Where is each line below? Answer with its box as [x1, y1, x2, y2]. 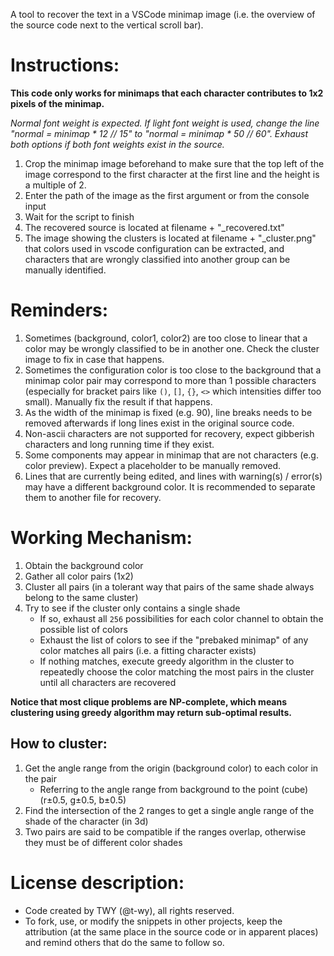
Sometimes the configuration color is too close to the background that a [24, 364, 322, 376]
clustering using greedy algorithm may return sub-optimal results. [10, 706, 292, 718]
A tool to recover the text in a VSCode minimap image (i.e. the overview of [10, 9, 316, 20]
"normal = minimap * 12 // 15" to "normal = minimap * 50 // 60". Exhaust [10, 127, 309, 139]
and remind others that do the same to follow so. [24, 936, 225, 948]
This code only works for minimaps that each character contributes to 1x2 [10, 87, 324, 99]
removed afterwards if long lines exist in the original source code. [24, 417, 295, 429]
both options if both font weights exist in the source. [10, 138, 225, 150]
